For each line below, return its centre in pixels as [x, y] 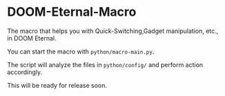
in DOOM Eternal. [32, 38]
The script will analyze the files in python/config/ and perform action [105, 64]
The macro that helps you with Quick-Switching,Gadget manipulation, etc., [113, 31]
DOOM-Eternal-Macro [72, 12]
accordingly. [25, 72]
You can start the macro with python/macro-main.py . [81, 51]
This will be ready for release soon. [57, 85]
